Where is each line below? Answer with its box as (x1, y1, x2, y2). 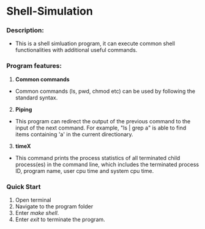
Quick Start (6, 182, 41, 191)
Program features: (6, 62, 62, 70)
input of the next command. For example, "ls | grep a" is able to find (15, 124, 187, 131)
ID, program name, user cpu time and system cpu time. (15, 167, 154, 175)
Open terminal (15, 197, 51, 204)
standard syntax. (15, 93, 58, 101)
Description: (6, 26, 44, 35)
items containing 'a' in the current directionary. (15, 130, 133, 138)
